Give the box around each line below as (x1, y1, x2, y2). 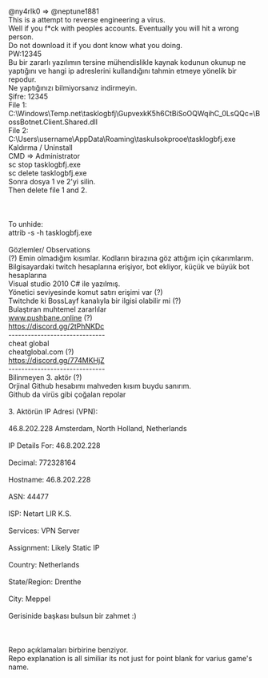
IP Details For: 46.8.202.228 (8, 441, 101, 450)
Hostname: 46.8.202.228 (8, 475, 91, 484)
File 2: (8, 126, 29, 135)
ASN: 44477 (8, 492, 50, 501)
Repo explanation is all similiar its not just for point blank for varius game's (8, 654, 253, 663)
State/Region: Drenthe (8, 577, 82, 587)
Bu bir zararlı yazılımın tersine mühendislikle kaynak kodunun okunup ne (8, 58, 246, 67)
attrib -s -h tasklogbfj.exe (8, 228, 93, 237)
